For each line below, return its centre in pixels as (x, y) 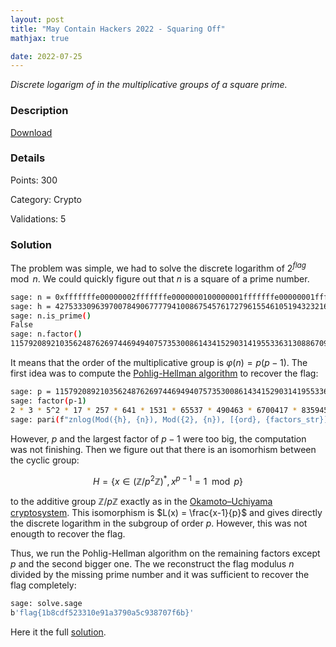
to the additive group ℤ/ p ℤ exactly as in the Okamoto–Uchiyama (141, 502)
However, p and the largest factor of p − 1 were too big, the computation (158, 438)
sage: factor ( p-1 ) (48, 401)
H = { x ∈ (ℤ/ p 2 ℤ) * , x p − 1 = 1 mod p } (168, 480)
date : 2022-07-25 (46, 56)
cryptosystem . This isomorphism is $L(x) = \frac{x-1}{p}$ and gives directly (166, 513)
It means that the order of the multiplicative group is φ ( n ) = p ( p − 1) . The (159, 363)
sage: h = (31, 306)
